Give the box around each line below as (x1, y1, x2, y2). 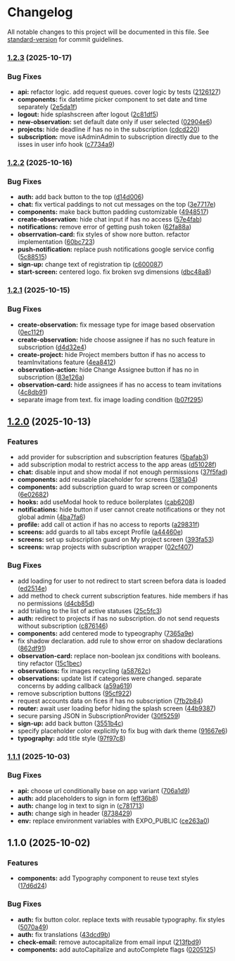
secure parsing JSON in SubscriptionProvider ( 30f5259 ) (17, 711, 181, 720)
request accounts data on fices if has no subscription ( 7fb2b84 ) (17, 696, 203, 705)
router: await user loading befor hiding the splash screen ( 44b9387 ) (17, 703, 216, 713)
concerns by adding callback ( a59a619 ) (17, 682, 132, 690)
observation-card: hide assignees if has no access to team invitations (17, 380, 222, 389)
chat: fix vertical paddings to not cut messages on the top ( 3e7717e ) (17, 200, 216, 209)
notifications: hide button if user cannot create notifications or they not (17, 505, 225, 514)
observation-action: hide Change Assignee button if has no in (17, 365, 199, 374)
